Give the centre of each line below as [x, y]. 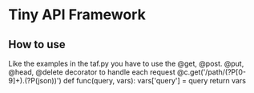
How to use [37, 44]
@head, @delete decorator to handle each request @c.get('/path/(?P [122, 72]
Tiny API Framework [77, 15]
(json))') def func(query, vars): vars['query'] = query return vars [141, 81]
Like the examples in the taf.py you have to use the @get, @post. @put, [126, 63]
